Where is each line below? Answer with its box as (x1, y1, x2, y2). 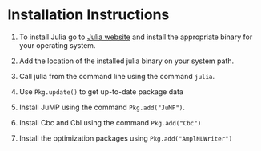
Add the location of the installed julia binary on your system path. (18, 56, 234, 66)
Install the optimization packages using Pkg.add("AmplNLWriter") (18, 133, 233, 143)
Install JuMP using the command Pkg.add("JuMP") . (18, 102, 186, 112)
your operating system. (18, 40, 96, 50)
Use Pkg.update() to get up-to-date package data (18, 86, 183, 97)
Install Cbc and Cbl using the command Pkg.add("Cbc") (18, 117, 202, 127)
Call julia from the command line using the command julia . (18, 71, 215, 81)
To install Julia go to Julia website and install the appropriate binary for (18, 32, 253, 42)
